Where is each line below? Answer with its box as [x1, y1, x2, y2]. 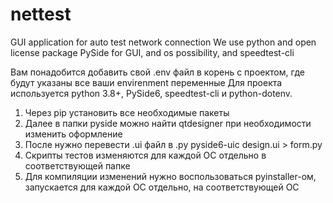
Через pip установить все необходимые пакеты [24, 106, 230, 118]
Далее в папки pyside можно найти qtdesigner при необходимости [24, 117, 312, 129]
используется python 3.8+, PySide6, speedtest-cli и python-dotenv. [10, 87, 293, 99]
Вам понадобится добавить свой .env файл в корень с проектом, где [10, 66, 305, 78]
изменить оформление [24, 128, 123, 140]
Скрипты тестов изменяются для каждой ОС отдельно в [24, 149, 267, 161]
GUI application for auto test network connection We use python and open [10, 36, 317, 48]
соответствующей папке [24, 159, 131, 172]
